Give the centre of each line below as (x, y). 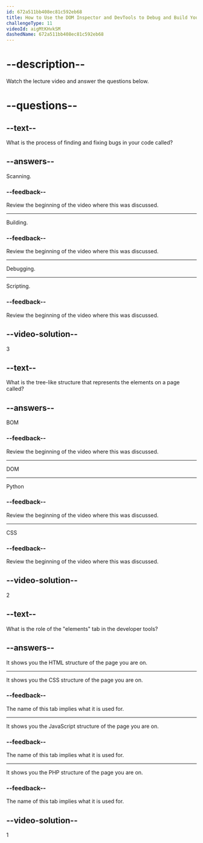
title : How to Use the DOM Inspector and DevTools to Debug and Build (97, 18)
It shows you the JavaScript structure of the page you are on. (82, 726)
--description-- (46, 65)
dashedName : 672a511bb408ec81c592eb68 (55, 35)
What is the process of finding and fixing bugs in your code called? (90, 142)
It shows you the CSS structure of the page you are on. (75, 680)
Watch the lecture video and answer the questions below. (78, 81)
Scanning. (19, 176)
